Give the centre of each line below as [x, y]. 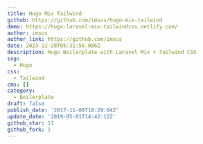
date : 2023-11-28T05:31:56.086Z [54, 46]
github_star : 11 [30, 123]
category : [21, 91]
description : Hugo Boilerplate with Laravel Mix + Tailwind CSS [102, 53]
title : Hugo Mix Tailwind [44, 13]
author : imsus [28, 33]
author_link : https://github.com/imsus [65, 39]
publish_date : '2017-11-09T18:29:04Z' [63, 110]
